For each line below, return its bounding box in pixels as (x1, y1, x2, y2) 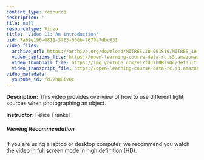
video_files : (6, 43, 39, 49)
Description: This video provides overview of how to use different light (6, 93, 184, 101)
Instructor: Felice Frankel (6, 112, 70, 119)
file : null (6, 20, 34, 26)
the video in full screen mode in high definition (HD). (6, 147, 137, 155)
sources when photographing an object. (6, 99, 106, 107)
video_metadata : (6, 71, 47, 77)
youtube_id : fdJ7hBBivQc (12, 76, 75, 82)
